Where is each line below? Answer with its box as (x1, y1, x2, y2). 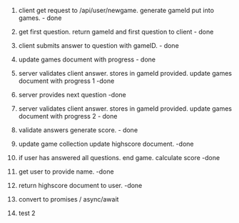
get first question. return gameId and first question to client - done (18, 28, 214, 36)
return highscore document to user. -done (18, 182, 143, 189)
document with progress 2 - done (18, 112, 118, 120)
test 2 (18, 209, 36, 217)
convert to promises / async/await (18, 195, 119, 203)
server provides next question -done (18, 91, 127, 99)
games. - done (18, 14, 62, 22)
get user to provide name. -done (18, 167, 114, 176)
